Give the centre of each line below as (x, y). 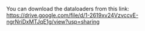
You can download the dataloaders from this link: (68, 9)
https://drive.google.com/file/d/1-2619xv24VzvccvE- (72, 15)
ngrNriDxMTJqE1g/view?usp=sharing (53, 22)
